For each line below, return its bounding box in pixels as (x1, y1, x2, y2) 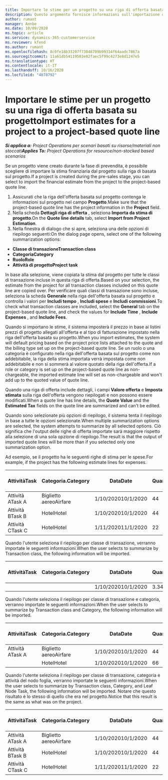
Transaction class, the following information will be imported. (5, 550, 131, 556)
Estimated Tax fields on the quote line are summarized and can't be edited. (5, 402, 161, 408)
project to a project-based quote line (5, 126, 160, 138)
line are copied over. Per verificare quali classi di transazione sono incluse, (5, 287, 159, 293)
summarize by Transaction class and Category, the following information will (5, 606, 162, 613)
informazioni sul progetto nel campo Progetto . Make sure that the (12, 199, 146, 205)
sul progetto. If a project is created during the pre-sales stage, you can (5, 173, 150, 179)
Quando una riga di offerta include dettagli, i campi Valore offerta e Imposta (5, 386, 162, 393)
